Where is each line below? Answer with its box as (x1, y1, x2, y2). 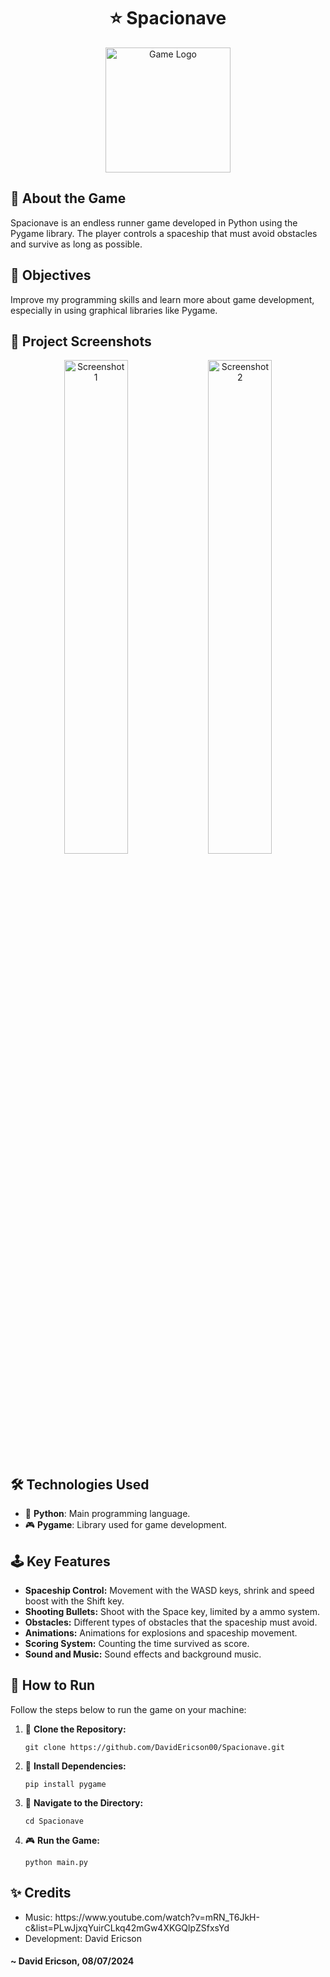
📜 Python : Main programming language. (24, 1508, 191, 1520)
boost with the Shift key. (24, 1595, 125, 1607)
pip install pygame (24, 1779, 107, 1789)
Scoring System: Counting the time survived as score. (24, 1638, 250, 1649)
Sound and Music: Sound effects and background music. (24, 1648, 262, 1660)
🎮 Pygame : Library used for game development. (24, 1519, 228, 1531)
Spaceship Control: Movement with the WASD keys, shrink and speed (24, 1585, 315, 1596)
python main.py (24, 1857, 89, 1867)
